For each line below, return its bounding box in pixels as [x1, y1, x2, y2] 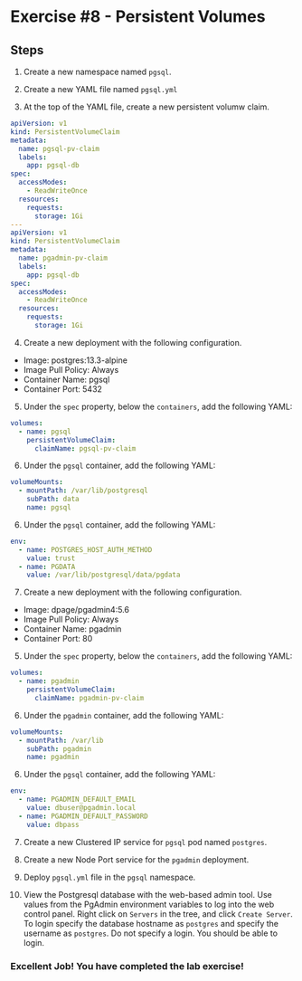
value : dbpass [26, 820, 80, 829]
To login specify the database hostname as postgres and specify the [23, 918, 279, 929]
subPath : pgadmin [26, 744, 92, 753]
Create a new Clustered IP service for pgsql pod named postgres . [23, 836, 268, 847]
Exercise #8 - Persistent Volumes [10, 6, 266, 27]
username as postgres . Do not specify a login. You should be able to [23, 928, 278, 938]
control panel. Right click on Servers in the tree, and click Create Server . [23, 908, 293, 919]
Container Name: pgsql [23, 374, 110, 385]
